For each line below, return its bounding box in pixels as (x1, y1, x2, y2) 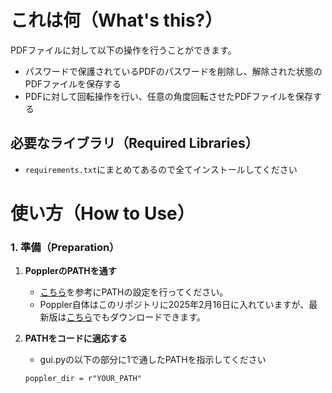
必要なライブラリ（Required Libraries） (10, 135, 259, 152)
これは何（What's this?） (10, 9, 223, 32)
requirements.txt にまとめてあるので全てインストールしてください (24, 163, 298, 175)
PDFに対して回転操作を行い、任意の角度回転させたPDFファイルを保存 (24, 90, 313, 102)
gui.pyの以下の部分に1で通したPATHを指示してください (39, 354, 267, 366)
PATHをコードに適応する (24, 332, 128, 345)
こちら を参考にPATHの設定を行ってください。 (39, 286, 229, 298)
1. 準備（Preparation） (10, 240, 120, 254)
